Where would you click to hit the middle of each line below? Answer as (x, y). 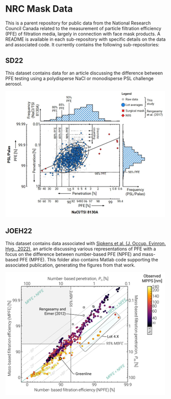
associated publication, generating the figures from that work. (70, 265)
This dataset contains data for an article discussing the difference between (84, 73)
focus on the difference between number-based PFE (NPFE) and (73, 254)
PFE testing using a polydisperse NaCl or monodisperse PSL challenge (80, 78)
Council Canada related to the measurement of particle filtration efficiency (83, 28)
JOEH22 (19, 231)
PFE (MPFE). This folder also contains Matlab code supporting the (89, 259)
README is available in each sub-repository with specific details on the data (86, 39)
